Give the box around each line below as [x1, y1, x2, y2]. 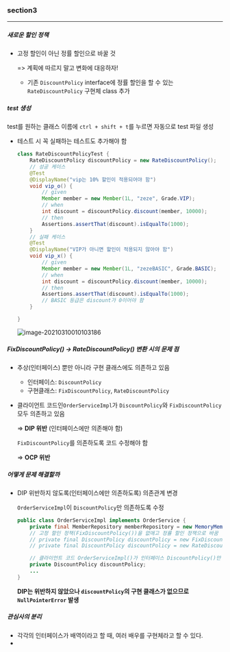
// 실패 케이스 [29, 234, 66, 240]
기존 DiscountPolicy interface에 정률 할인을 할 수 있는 [27, 78, 174, 87]
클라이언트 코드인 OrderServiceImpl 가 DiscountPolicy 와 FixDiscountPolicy [16, 401, 222, 409]
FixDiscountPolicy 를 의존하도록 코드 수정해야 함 [16, 438, 149, 447]
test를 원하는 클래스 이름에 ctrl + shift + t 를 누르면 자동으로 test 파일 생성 [7, 123, 214, 131]
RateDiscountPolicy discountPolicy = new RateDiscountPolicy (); [29, 157, 217, 164]
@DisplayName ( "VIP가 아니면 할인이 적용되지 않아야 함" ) [29, 246, 174, 253]
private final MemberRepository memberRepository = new [29, 523, 192, 530]
